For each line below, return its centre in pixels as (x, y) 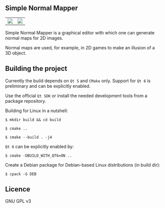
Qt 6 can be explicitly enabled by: (40, 146)
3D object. (16, 53)
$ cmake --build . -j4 (29, 137)
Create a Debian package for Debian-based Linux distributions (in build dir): (83, 165)
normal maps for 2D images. (34, 38)
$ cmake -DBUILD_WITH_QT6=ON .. (39, 156)
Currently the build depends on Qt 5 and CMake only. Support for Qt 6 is (78, 81)
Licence (18, 189)
